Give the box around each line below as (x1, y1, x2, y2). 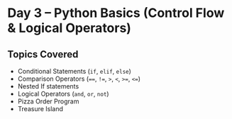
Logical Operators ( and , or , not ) (17, 90, 109, 98)
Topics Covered (7, 48, 79, 60)
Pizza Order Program (17, 97, 79, 106)
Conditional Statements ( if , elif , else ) (17, 67, 131, 75)
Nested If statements (17, 82, 79, 90)
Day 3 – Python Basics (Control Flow (7, 5, 225, 21)
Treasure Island (17, 105, 64, 113)
